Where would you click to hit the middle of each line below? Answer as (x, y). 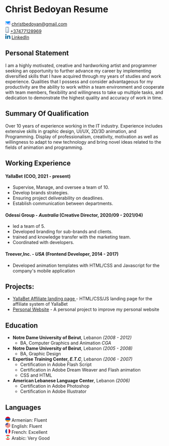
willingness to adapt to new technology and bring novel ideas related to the (83, 142)
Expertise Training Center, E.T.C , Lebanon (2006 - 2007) (72, 359)
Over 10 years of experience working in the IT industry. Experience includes (84, 126)
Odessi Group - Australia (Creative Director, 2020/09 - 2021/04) (74, 215)
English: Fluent (27, 426)
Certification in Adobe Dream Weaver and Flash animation (80, 370)
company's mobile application (44, 271)
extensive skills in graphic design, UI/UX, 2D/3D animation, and (71, 131)
